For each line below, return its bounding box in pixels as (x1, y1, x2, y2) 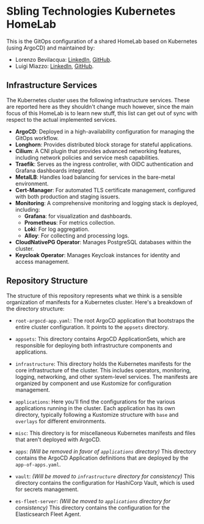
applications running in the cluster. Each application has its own (15, 404, 175, 411)
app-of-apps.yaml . (15, 460, 61, 468)
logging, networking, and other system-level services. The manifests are (15, 373, 198, 380)
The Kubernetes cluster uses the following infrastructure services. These (6, 96, 191, 103)
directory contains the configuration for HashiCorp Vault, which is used (15, 479, 195, 486)
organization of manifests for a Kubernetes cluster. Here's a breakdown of (6, 298, 193, 305)
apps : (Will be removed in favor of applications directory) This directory (15, 447, 197, 455)
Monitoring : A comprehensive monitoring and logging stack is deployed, (15, 199, 199, 206)
